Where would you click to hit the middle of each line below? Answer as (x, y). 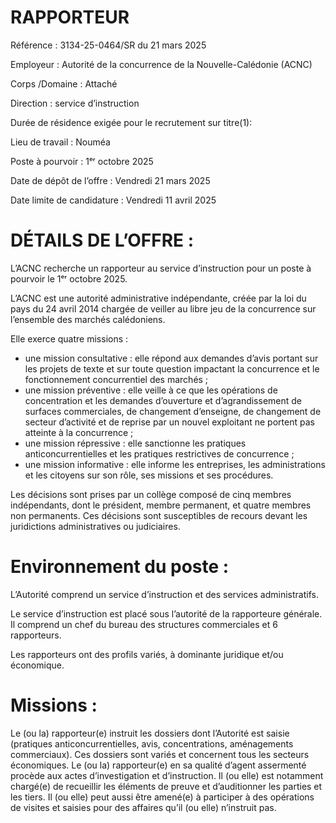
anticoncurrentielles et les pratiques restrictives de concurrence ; (159, 453)
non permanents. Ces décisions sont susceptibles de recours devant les (159, 515)
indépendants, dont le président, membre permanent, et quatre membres (161, 505)
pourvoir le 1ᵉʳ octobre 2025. (69, 278)
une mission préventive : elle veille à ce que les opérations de (151, 390)
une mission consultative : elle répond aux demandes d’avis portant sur (171, 358)
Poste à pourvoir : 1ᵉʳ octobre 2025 (82, 161)
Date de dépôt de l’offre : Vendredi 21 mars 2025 (110, 180)
